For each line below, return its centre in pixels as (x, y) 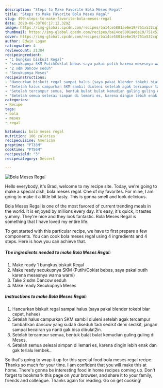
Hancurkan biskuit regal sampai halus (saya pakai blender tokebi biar (81, 309)
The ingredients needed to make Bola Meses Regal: (58, 252)
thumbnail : (16, 32)
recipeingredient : (24, 55)
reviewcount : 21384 (25, 50)
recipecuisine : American (30, 141)
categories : (17, 100)
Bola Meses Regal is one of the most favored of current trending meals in (78, 206)
